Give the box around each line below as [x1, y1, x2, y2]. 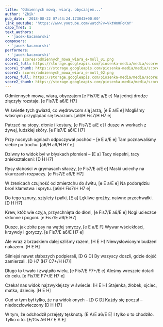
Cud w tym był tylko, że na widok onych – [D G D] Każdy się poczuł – [5, 297, 143, 303]
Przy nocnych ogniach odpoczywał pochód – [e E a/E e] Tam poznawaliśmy [5, 137, 156, 142]
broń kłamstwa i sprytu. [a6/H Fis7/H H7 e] [5, 185, 91, 191]
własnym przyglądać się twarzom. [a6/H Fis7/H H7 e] [5, 112, 112, 118]
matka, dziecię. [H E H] [5, 287, 51, 293]
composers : [5, 39, 27, 44]
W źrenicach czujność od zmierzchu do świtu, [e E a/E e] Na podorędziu [5, 180, 150, 186]
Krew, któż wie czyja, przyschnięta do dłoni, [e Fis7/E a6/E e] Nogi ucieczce [5, 209, 157, 215]
